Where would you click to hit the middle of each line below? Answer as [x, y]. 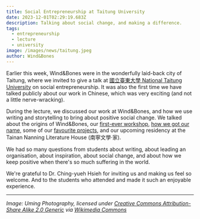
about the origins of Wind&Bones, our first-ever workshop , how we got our [98, 124]
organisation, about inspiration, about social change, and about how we [94, 155]
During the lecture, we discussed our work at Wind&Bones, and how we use [99, 111]
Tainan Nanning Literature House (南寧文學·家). [64, 137]
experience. [21, 186]
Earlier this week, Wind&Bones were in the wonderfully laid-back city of [94, 73]
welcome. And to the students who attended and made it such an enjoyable [99, 180]
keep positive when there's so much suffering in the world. [78, 162]
